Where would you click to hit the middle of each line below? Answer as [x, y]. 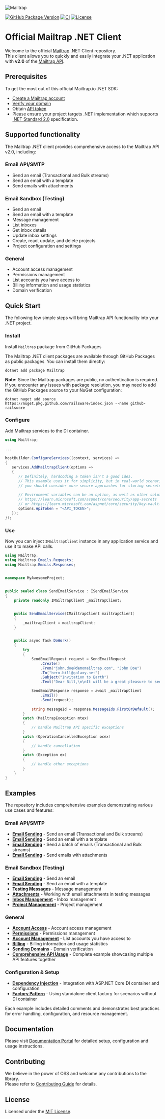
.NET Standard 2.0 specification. [45, 119]
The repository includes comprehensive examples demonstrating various [79, 805]
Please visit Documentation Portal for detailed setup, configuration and [77, 1041]
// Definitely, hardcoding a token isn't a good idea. [75, 476]
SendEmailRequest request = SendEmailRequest [79, 659]
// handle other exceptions [60, 764]
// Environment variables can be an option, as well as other [83, 495]
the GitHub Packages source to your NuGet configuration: [64, 390]
